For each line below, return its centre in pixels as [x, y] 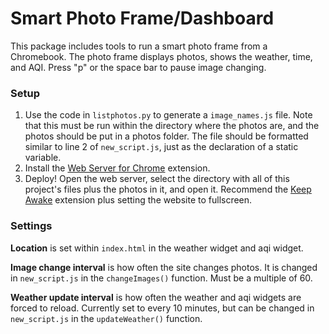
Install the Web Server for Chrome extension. [117, 168]
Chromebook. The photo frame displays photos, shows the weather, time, [161, 56]
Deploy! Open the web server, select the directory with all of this [157, 179]
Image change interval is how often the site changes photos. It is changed [164, 267]
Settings [31, 226]
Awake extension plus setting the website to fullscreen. [138, 200]
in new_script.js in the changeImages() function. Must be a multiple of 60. [161, 278]
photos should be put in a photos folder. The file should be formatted [166, 136]
